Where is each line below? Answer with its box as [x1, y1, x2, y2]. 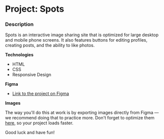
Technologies [5, 52, 34, 58]
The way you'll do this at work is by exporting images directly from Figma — [5, 110, 159, 116]
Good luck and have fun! [5, 130, 55, 136]
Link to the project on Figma [12, 91, 69, 96]
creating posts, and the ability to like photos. [5, 43, 95, 48]
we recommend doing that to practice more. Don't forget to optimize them [5, 115, 155, 121]
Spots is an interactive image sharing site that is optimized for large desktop [5, 32, 159, 38]
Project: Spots [5, 3, 64, 15]
